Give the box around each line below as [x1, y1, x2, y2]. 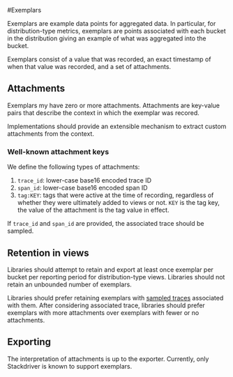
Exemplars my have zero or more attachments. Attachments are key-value [7, 101, 220, 109]
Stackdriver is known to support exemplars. [7, 362, 133, 370]
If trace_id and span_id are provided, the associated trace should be [7, 220, 204, 228]
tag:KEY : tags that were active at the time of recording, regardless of [17, 191, 214, 199]
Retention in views [7, 247, 89, 259]
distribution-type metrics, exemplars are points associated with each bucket [7, 27, 227, 35]
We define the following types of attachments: [7, 163, 140, 171]
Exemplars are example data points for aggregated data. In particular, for [7, 20, 216, 27]
